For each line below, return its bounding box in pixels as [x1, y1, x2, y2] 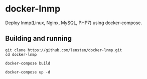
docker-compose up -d [5, 69, 51, 74]
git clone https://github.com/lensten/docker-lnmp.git [5, 47, 122, 53]
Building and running [5, 34, 72, 43]
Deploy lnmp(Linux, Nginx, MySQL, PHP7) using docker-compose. [5, 20, 142, 26]
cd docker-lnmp [5, 52, 37, 57]
